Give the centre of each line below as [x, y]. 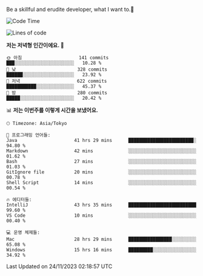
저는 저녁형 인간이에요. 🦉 [35, 45]
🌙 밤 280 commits [57, 93]
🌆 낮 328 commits [57, 69]
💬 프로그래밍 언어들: [28, 135]
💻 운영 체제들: [23, 233]
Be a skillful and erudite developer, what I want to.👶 [70, 9]
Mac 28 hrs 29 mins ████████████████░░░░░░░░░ [101, 239]
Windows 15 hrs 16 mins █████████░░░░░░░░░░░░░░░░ [101, 250]
